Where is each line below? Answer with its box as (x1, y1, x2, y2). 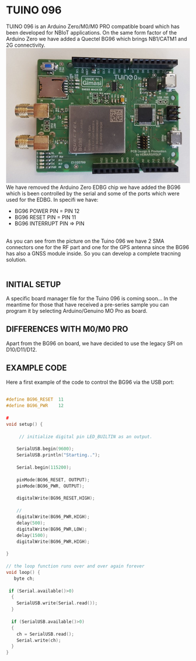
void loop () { (6, 569, 41, 575)
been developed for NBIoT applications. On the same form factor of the (6, 29, 177, 36)
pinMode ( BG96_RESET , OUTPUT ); (16, 477, 90, 483)
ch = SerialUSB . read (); (16, 631, 75, 637)
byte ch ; (13, 576, 35, 581)
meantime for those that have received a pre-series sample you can (6, 301, 169, 308)
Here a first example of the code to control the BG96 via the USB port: (6, 378, 174, 385)
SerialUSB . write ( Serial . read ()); (16, 600, 98, 606)
